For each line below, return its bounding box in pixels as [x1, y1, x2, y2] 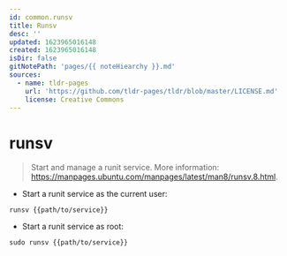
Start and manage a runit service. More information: [30, 162, 220, 173]
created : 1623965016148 [9, 46, 97, 55]
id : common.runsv [9, 12, 73, 22]
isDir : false [9, 54, 57, 63]
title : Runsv [9, 21, 57, 30]
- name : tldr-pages [17, 79, 89, 87]
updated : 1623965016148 [9, 37, 97, 47]
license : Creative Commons [25, 94, 125, 104]
